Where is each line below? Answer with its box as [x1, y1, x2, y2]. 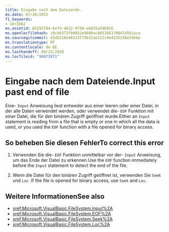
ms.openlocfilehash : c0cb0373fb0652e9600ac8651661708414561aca [5, 31, 141, 36]
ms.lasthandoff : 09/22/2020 [5, 49, 64, 54]
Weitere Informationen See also [5, 192, 105, 200]
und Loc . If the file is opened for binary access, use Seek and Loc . [12, 177, 147, 183]
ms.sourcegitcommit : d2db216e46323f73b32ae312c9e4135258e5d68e [5, 36, 141, 41]
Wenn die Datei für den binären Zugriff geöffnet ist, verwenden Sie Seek [12, 172, 161, 178]
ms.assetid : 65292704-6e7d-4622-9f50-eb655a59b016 [5, 26, 114, 31]
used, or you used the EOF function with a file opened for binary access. [5, 124, 154, 130]
